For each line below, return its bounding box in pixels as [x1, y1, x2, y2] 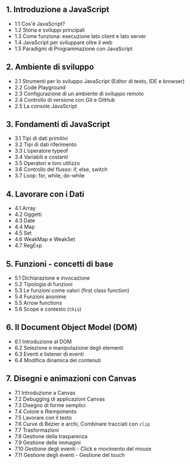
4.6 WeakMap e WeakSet [14, 236, 76, 243]
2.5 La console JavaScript [14, 102, 78, 109]
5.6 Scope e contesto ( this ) [14, 305, 82, 312]
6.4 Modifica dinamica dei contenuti [14, 356, 101, 363]
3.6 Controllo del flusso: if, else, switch [14, 166, 108, 173]
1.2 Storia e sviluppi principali [14, 26, 85, 33]
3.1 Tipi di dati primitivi [14, 135, 68, 142]
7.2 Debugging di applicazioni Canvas [14, 395, 105, 403]
